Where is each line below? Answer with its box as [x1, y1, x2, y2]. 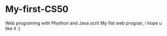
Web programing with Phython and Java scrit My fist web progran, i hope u [5, 20, 162, 26]
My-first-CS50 [5, 3, 69, 15]
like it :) [5, 25, 21, 31]
